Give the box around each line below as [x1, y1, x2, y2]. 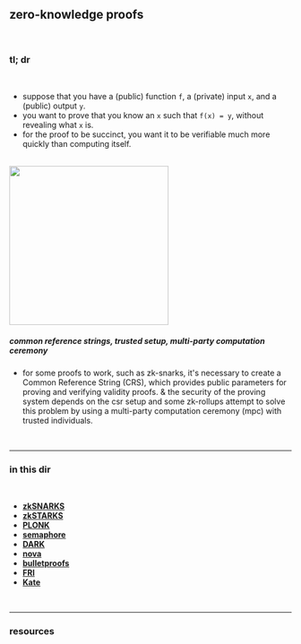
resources [9, 625, 56, 638]
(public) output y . [21, 100, 86, 111]
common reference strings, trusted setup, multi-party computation [9, 335, 266, 346]
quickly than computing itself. [21, 139, 132, 150]
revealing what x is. [21, 120, 94, 131]
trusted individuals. [21, 416, 93, 426]
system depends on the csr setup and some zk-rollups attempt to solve [21, 396, 286, 407]
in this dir [9, 463, 51, 476]
